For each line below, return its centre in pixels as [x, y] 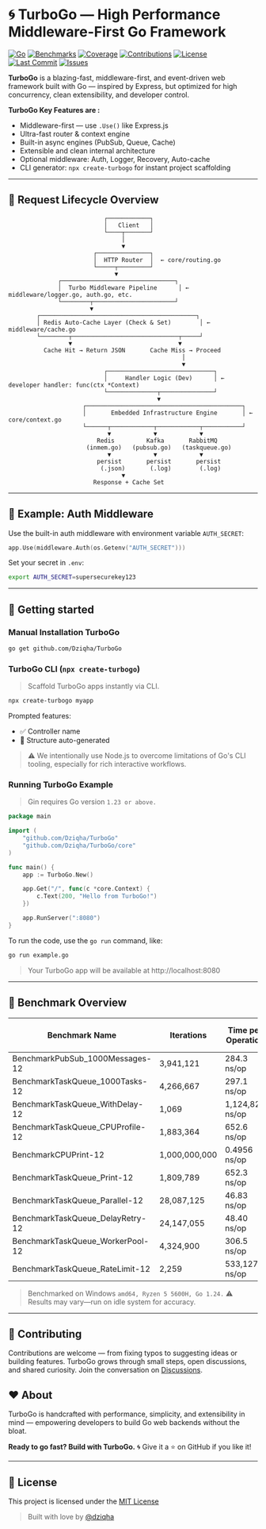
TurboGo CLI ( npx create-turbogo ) [74, 668]
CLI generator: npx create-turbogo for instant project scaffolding [125, 168]
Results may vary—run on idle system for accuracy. [112, 1302]
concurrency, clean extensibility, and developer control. [99, 94]
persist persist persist [159, 461]
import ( [23, 831]
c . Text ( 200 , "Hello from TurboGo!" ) [97, 896]
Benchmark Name [82, 1035]
